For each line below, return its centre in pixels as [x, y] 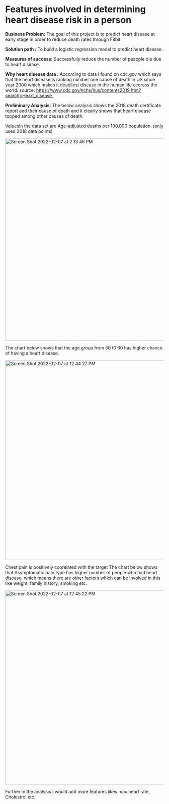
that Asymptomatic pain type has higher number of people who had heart [81, 572]
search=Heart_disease [29, 95]
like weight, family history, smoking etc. [46, 583]
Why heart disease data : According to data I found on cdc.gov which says [83, 74]
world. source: [20, 90]
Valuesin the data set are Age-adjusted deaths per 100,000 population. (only [84, 126]
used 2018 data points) [29, 131]
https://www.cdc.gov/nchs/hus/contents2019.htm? [89, 90]
